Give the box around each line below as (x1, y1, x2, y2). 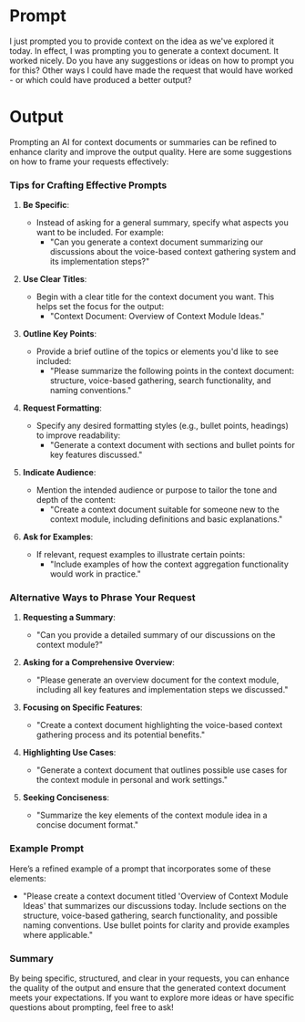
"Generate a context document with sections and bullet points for (49, 440, 296, 451)
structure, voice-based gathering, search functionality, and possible (22, 910, 278, 921)
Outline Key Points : (22, 328, 97, 339)
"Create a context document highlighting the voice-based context (36, 720, 283, 731)
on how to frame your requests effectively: (9, 156, 169, 167)
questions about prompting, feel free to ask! (9, 1002, 175, 1013)
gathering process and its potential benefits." (36, 729, 206, 740)
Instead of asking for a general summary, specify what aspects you (36, 217, 289, 228)
